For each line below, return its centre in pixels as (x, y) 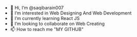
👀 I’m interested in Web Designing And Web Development (71, 13)
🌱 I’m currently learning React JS (45, 18)
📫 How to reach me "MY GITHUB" (47, 29)
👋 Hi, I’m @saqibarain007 (37, 8)
